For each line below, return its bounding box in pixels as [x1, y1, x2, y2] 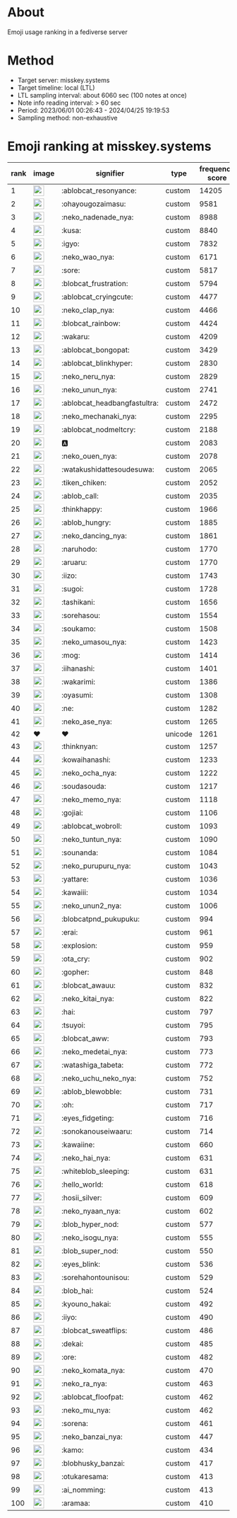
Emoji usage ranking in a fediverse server [7, 28, 128, 36]
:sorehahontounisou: [61, 1272, 130, 1282]
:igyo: [61, 239, 80, 249]
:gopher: [61, 967, 90, 977]
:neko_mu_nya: [61, 1405, 111, 1415]
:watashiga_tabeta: [61, 1060, 124, 1070]
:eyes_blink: [61, 1259, 101, 1269]
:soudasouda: [61, 781, 107, 791]
